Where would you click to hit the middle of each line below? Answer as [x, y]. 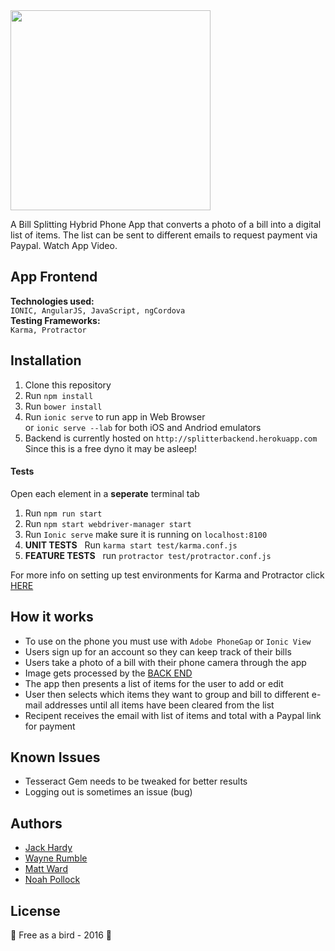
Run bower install [63, 406]
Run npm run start [63, 513]
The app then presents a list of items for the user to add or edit [154, 683]
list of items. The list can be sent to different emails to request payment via [164, 235]
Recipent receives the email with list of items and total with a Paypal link [173, 715]
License [35, 910]
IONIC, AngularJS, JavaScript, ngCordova [98, 310]
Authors [36, 823]
